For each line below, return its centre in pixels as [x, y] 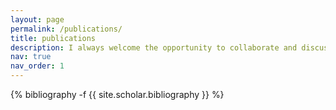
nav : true [31, 57]
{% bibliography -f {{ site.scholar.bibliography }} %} [117, 94]
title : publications [53, 38]
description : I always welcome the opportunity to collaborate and [154, 47]
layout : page [37, 19]
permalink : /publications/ [66, 29]
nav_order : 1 [37, 66]
